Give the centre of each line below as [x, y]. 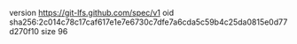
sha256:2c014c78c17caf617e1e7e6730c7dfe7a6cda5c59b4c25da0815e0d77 [148, 22]
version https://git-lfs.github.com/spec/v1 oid [92, 13]
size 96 [55, 31]
